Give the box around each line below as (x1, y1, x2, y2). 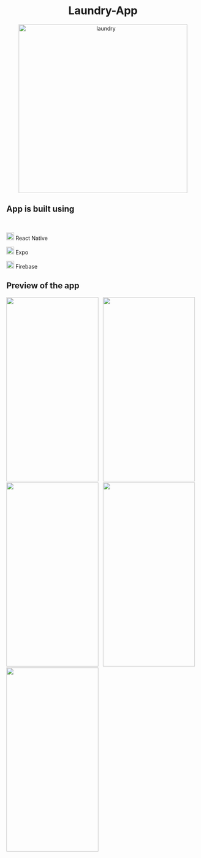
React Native (15, 234, 48, 242)
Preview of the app (6, 280, 80, 291)
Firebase (15, 262, 38, 270)
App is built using (6, 204, 75, 215)
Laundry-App (68, 4, 138, 18)
